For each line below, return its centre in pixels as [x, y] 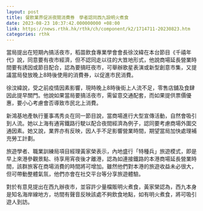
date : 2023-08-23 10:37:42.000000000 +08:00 [63, 23]
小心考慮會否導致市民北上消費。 [62, 103]
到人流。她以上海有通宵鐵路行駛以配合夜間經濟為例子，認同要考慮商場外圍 [99, 123]
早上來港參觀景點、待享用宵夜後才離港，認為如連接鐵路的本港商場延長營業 [99, 159]
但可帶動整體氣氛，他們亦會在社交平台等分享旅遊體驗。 [75, 174]
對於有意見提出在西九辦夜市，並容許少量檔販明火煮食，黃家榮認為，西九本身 [101, 187]
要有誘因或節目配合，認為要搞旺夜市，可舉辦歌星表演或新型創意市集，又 [101, 68]
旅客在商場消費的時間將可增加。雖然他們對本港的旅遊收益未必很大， [112, 166]
